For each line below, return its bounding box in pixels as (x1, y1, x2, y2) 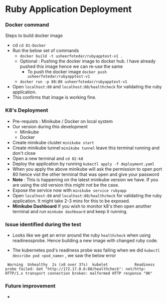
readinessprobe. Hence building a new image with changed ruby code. (12, 238, 158, 244)
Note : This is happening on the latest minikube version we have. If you (12, 176, 159, 183)
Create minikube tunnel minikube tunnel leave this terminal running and (12, 145, 160, 151)
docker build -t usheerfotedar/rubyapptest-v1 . (19, 54, 123, 59)
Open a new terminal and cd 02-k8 (12, 155, 83, 161)
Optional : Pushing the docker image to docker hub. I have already (19, 58, 156, 64)
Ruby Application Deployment (5, 3, 132, 15)
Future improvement (5, 283, 56, 289)
